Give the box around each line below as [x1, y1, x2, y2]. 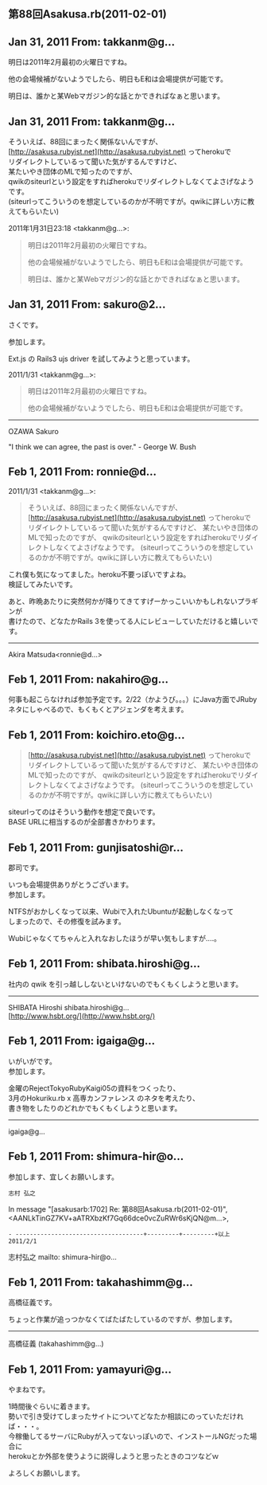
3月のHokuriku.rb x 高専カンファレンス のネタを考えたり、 [8, 1093, 200, 1103]
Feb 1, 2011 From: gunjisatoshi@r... [8, 840, 184, 854]
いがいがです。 [8, 1056, 57, 1066]
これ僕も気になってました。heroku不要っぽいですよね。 [8, 569, 191, 579]
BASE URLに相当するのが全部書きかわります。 [8, 817, 161, 827]
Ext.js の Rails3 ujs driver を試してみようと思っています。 [8, 354, 195, 363]
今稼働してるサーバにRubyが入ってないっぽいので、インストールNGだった [8, 1432, 250, 1441]
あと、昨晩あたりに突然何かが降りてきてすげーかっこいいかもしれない [8, 596, 238, 605]
